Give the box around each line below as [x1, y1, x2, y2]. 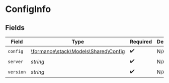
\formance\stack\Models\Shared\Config [31, 47, 125, 54]
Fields [5, 23, 25, 32]
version [8, 69, 26, 74]
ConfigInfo [5, 3, 51, 15]
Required [130, 38, 152, 45]
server [8, 58, 24, 64]
